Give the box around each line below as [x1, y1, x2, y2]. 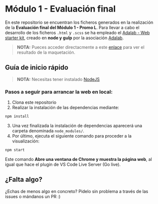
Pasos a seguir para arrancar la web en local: [5, 88, 113, 95]
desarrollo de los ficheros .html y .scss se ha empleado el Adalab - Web [5, 30, 150, 35]
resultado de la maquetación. [16, 49, 76, 55]
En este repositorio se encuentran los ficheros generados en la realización [5, 19, 154, 25]
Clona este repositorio [12, 99, 57, 105]
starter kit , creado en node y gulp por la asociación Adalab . [5, 35, 124, 41]
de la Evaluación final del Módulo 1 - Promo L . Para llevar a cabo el [5, 24, 140, 30]
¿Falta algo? [5, 175, 43, 184]
